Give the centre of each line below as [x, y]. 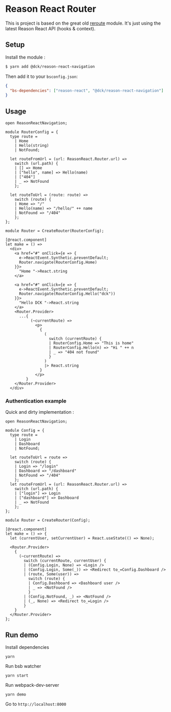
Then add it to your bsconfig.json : [41, 76]
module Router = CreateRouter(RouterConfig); [55, 231]
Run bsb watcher [23, 666]
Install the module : [25, 57]
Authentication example [36, 401]
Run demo [22, 635]
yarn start [17, 676]
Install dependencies [27, 647]
